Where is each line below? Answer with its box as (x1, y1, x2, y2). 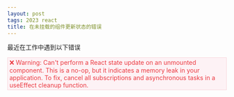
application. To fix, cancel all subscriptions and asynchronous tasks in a (9, 74, 216, 82)
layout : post (7, 10, 45, 17)
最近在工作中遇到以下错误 (7, 43, 81, 52)
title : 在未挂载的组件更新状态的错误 (7, 23, 102, 30)
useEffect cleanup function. (9, 81, 89, 89)
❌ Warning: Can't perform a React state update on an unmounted (9, 59, 196, 67)
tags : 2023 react (7, 17, 58, 24)
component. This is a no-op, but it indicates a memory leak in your (9, 66, 200, 75)
